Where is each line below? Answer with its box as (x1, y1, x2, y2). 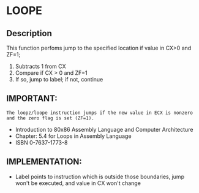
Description (6, 28, 52, 39)
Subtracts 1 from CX (15, 62, 66, 70)
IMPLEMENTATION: (6, 157, 83, 167)
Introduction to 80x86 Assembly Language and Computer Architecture (15, 126, 193, 133)
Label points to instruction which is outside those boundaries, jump (15, 173, 185, 180)
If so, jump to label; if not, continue (15, 76, 103, 83)
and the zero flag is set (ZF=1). (6, 115, 95, 121)
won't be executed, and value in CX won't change (15, 179, 141, 187)
